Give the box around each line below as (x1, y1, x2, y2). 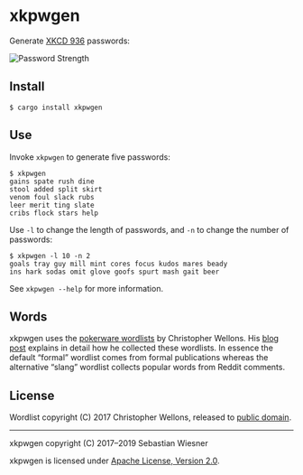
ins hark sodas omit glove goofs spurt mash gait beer (9, 267, 220, 276)
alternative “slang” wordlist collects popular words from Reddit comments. (9, 362, 286, 373)
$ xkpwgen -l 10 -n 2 (9, 251, 91, 260)
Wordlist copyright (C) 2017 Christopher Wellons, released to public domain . (9, 412, 292, 423)
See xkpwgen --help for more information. (9, 283, 164, 293)
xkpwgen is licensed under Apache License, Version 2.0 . (9, 455, 220, 466)
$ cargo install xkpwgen (9, 103, 103, 112)
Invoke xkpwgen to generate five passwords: (9, 151, 171, 163)
